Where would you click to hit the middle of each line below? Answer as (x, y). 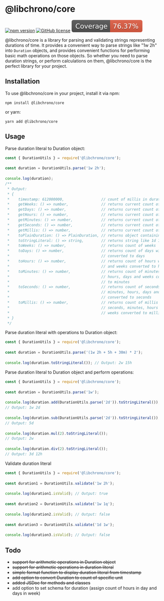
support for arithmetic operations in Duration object (64, 562)
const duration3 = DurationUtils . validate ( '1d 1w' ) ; (60, 525)
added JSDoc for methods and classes (51, 583)
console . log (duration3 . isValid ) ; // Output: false (58, 535)
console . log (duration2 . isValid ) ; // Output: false (58, 514)
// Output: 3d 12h (24, 454)
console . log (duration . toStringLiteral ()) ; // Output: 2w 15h (69, 363)
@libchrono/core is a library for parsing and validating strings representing (80, 40)
